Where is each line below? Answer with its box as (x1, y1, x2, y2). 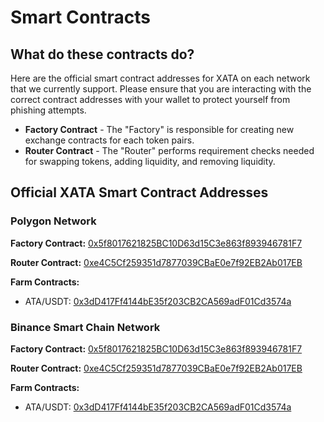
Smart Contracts (10, 6, 152, 29)
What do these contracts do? (10, 46, 195, 63)
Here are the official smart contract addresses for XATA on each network (10, 72, 311, 84)
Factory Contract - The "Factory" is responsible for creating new (24, 124, 295, 135)
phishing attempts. (10, 104, 87, 116)
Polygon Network (10, 214, 97, 228)
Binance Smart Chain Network (10, 320, 161, 334)
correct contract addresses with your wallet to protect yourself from (10, 94, 291, 105)
